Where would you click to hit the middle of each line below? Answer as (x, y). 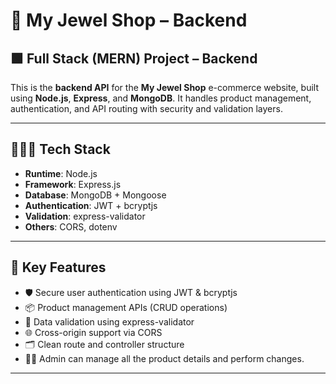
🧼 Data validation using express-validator (109, 321)
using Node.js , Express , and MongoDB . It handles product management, (161, 98)
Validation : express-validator (85, 216)
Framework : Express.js (73, 184)
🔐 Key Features (58, 267)
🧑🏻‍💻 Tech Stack (60, 149)
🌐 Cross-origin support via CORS (93, 332)
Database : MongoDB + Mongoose (95, 195)
